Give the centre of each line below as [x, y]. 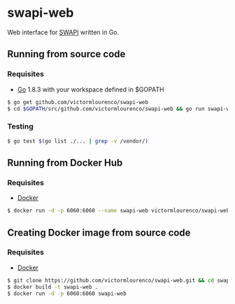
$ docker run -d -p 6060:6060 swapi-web [67, 294]
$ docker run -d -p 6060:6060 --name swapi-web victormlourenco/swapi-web [119, 211]
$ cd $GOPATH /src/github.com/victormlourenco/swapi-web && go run [106, 109]
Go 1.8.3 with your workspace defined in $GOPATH [91, 89]
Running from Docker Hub [65, 162]
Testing [20, 126]
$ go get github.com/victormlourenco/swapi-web [78, 102]
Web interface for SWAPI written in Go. [63, 32]
